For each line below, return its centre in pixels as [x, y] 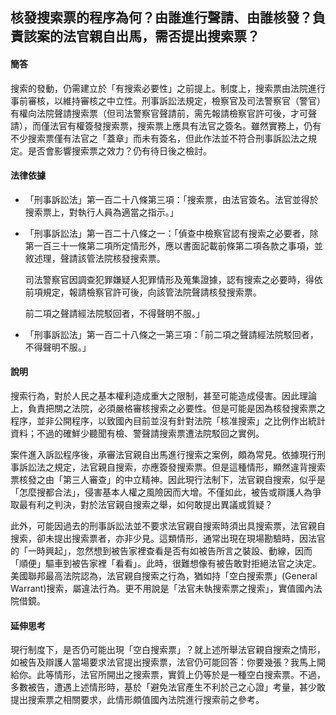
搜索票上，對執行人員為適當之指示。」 [101, 212]
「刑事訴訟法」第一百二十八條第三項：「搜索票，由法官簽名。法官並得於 [171, 199]
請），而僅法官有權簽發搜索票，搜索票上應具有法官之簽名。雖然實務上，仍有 [166, 125]
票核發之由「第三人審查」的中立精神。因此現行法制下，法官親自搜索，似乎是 [168, 479]
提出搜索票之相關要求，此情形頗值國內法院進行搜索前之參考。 [137, 700]
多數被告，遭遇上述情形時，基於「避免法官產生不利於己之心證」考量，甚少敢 [168, 687]
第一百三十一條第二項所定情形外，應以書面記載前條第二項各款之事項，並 [173, 245]
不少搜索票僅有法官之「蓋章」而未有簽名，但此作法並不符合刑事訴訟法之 [159, 138]
